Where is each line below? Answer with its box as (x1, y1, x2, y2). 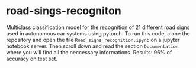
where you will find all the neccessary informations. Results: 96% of (6, 48, 172, 56)
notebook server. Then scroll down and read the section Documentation (6, 43, 179, 50)
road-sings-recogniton (6, 4, 121, 18)
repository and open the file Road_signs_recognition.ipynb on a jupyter (6, 36, 180, 43)
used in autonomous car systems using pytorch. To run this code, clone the (6, 30, 191, 37)
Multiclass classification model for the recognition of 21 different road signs (6, 24, 190, 31)
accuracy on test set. (6, 55, 58, 62)
